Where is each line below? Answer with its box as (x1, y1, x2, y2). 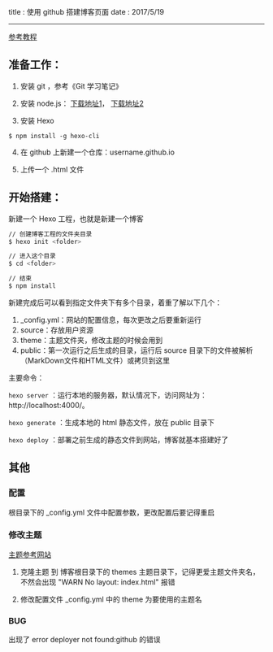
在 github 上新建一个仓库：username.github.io (19, 147, 175, 157)
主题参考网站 (8, 550, 51, 559)
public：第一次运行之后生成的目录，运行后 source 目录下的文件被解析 (19, 345, 253, 355)
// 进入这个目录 (8, 252, 56, 260)
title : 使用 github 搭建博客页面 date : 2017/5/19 (8, 7, 165, 16)
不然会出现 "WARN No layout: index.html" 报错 (19, 576, 175, 587)
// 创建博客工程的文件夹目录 (8, 230, 93, 238)
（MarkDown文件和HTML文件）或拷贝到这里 (19, 355, 171, 365)
